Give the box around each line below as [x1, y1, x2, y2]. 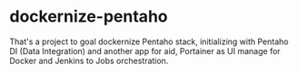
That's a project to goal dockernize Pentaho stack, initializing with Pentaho [9, 36, 289, 47]
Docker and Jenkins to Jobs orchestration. [9, 55, 169, 66]
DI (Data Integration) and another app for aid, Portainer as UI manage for [9, 45, 281, 56]
